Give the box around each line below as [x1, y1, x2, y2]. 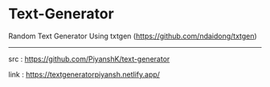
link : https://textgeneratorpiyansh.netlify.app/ [8, 69, 161, 79]
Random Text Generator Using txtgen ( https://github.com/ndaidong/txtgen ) [8, 31, 257, 41]
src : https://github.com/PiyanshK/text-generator [8, 53, 170, 64]
